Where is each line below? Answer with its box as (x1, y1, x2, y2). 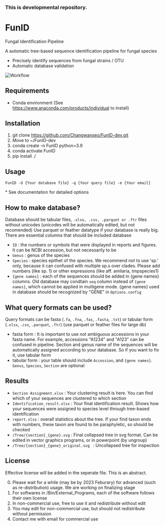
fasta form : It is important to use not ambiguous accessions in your (12, 331, 149, 337)
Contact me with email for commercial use (12, 516, 99, 522)
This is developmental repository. (5, 4, 87, 11)
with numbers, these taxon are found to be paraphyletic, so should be (12, 421, 154, 427)
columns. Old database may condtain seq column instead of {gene (12, 279, 146, 284)
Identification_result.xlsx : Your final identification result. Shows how (12, 400, 159, 406)
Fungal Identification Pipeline (5, 38, 64, 44)
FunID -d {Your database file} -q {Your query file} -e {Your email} (5, 180, 151, 186)
